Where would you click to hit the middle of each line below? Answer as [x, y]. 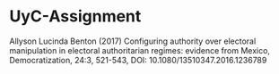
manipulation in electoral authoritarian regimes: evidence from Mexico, [140, 50]
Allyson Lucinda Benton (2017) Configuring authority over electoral [133, 41]
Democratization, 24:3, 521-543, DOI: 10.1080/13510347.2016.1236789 [138, 60]
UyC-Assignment [75, 16]
